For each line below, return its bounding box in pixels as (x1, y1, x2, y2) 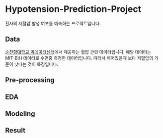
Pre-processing (5, 76, 55, 85)
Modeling (5, 109, 35, 118)
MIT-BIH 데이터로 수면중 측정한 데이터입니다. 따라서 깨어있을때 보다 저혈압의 (5, 55, 154, 61)
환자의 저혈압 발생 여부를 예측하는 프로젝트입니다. (5, 20, 101, 26)
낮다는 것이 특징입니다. (14, 61, 59, 67)
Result (5, 126, 26, 135)
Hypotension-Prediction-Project (5, 3, 142, 15)
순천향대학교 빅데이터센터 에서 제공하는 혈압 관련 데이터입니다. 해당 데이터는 (5, 48, 152, 55)
